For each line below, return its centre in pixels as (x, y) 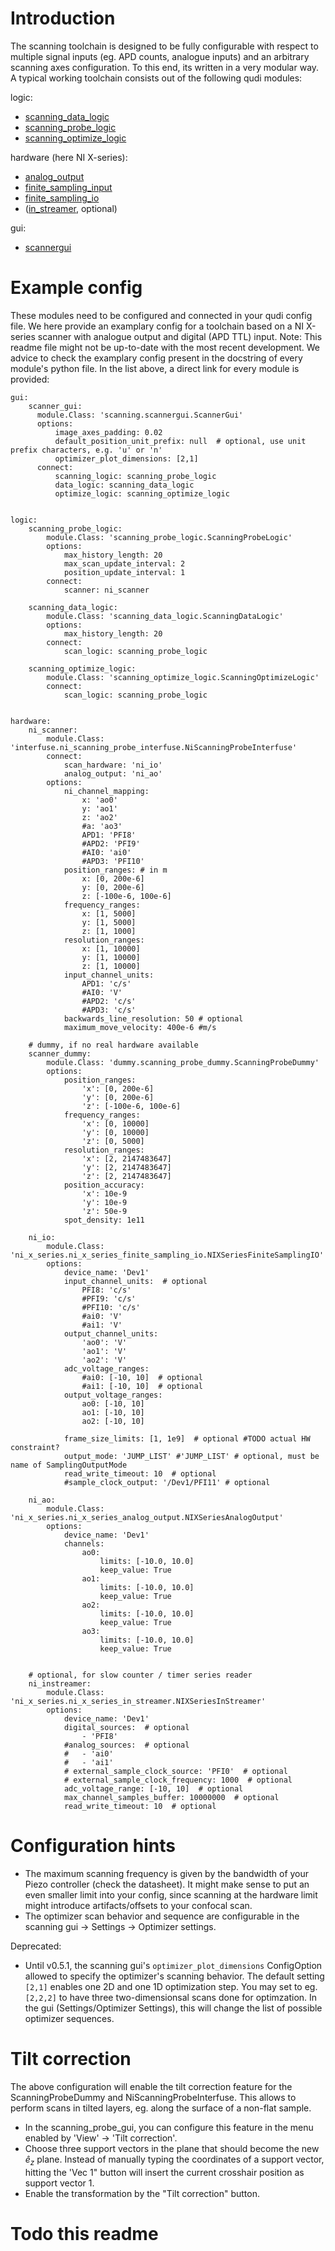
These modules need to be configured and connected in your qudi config (161, 315)
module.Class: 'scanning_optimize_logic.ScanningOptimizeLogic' (183, 677)
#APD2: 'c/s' (109, 1001)
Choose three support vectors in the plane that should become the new (172, 2148)
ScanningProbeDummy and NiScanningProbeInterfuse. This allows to (153, 2097)
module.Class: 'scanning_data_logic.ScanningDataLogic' (165, 616)
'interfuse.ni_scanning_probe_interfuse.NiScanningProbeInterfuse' (154, 747)
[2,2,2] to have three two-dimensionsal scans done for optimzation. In (171, 1997)
